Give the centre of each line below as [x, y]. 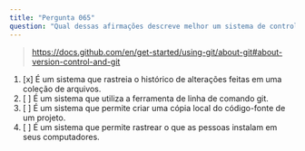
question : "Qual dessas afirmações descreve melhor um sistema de [138, 26]
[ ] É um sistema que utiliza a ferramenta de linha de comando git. [146, 98]
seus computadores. [61, 137]
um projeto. [44, 118]
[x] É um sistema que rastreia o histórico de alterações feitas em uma [152, 79]
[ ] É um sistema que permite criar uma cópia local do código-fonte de [154, 108]
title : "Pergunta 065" [52, 18]
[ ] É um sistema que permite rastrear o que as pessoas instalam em [150, 127]
